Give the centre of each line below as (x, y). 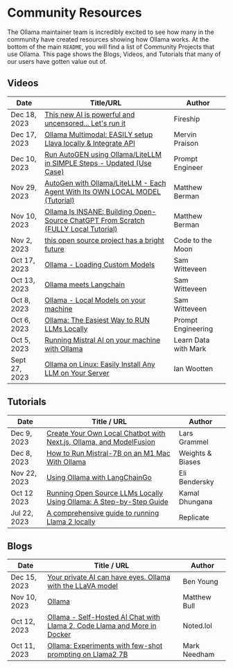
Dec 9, (21, 433)
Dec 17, (24, 135)
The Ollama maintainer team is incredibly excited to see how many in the (111, 32)
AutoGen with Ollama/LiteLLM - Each (105, 183)
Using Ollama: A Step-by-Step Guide (107, 502)
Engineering (193, 329)
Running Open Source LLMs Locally (104, 493)
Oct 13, (23, 280)
